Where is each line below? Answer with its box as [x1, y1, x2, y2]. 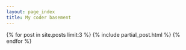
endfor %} [6, 37, 32, 45]
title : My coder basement [6, 14, 71, 20]
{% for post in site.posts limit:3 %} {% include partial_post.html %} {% [6, 31, 181, 38]
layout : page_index [6, 8, 55, 15]
